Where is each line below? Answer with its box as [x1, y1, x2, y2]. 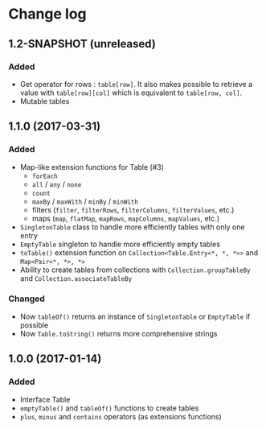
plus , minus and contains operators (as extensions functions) [19, 411, 223, 421]
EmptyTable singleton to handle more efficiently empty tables [19, 239, 221, 249]
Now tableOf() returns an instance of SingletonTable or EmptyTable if [19, 311, 251, 321]
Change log [8, 5, 87, 23]
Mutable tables [19, 96, 70, 105]
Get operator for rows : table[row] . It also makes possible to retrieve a [19, 79, 253, 89]
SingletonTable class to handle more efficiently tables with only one [19, 222, 245, 232]
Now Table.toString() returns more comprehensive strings [19, 328, 218, 338]
